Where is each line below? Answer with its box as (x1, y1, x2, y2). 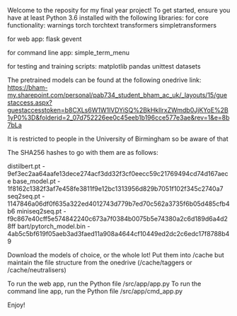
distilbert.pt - (7, 162, 46, 170)
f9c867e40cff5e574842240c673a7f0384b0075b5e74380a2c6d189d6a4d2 (7, 215, 229, 223)
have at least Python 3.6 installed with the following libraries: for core (7, 13, 209, 22)
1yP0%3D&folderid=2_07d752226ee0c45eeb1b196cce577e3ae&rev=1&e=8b (7, 113, 230, 122)
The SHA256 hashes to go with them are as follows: (7, 148, 158, 156)
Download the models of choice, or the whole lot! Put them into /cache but (7, 251, 224, 259)
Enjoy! (7, 300, 26, 309)
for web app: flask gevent (7, 35, 82, 43)
